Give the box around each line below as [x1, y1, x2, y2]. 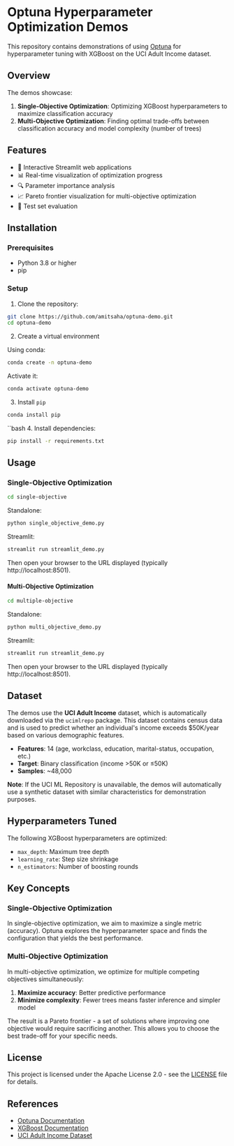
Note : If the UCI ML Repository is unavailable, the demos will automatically [7, 780, 222, 788]
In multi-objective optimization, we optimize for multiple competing [7, 967, 200, 976]
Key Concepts [7, 882, 70, 894]
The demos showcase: [7, 88, 73, 96]
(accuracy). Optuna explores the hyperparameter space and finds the [7, 927, 207, 935]
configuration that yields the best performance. [7, 934, 143, 943]
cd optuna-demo [7, 319, 52, 327]
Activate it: [7, 372, 38, 381]
